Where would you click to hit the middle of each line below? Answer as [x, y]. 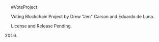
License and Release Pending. [41, 26]
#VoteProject [24, 7]
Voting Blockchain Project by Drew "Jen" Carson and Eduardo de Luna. [83, 16]
